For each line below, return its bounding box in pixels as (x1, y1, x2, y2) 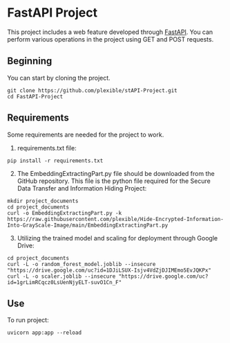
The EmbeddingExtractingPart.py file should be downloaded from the (17, 169, 215, 177)
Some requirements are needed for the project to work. (7, 130, 164, 139)
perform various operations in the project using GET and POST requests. (7, 35, 214, 43)
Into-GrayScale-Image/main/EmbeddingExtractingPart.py (7, 222, 169, 229)
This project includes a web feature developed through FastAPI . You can (7, 28, 213, 36)
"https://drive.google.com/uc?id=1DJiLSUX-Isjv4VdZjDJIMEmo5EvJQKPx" (7, 267, 212, 274)
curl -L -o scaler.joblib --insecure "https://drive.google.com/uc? (7, 272, 209, 280)
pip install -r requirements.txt (7, 157, 104, 164)
